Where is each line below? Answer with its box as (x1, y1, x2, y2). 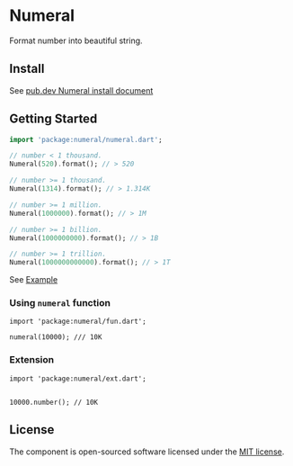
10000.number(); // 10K (9, 398, 99, 407)
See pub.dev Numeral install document (9, 85, 154, 95)
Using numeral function (9, 297, 111, 309)
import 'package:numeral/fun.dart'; (9, 317, 146, 327)
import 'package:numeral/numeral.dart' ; (9, 135, 164, 144)
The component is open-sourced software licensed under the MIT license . (9, 446, 285, 457)
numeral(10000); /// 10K (9, 333, 102, 342)
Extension (9, 354, 55, 366)
